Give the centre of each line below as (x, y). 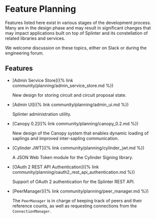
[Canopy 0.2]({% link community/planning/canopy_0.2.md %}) (75, 123)
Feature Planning (41, 9)
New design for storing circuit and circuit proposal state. (69, 95)
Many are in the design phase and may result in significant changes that (78, 27)
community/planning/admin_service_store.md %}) (63, 85)
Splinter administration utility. (42, 114)
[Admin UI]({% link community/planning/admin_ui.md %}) (70, 105)
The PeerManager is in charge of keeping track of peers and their (77, 200)
